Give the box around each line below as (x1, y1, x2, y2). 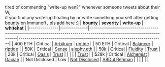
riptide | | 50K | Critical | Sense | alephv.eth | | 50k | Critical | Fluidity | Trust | (5, 46, 161, 52)
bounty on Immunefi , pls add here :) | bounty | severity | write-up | (5, 20, 144, 26)
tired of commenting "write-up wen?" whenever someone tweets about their (5, 4, 160, 10)
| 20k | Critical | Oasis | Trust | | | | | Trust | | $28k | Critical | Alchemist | (5, 51, 150, 57)
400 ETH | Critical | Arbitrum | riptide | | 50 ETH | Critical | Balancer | (14, 41, 154, 46)
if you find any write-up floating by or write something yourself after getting (5, 15, 159, 20)
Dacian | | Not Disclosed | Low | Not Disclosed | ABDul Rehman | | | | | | (5, 57, 149, 62)
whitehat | (5, 25, 27, 31)
